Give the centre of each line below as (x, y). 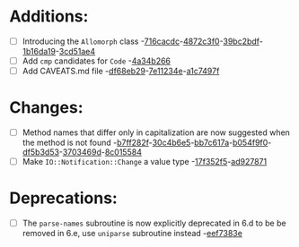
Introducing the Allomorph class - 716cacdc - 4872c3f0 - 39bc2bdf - (142, 41)
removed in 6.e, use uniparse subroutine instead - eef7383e (132, 234)
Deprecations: (64, 198)
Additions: (49, 17)
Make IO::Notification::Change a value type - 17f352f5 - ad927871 (145, 162)
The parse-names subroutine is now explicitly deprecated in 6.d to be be (154, 223)
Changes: (46, 108)
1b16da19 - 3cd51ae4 (59, 51)
